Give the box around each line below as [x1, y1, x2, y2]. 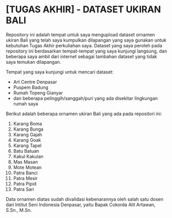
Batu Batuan [13, 148, 39, 154]
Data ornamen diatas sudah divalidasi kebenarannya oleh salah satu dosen [6, 196, 163, 202]
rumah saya [13, 100, 38, 106]
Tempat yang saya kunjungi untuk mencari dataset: [6, 68, 114, 75]
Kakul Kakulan [13, 153, 44, 159]
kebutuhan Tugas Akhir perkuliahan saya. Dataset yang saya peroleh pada [6, 42, 163, 48]
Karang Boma [13, 120, 42, 126]
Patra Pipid [13, 180, 37, 187]
